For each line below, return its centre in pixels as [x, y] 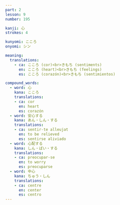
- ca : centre [28, 185]
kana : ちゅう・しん [32, 176]
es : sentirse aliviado [42, 139]
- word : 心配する [26, 143]
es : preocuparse [35, 167]
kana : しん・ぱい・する [36, 148]
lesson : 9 [16, 14]
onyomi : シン [18, 46]
